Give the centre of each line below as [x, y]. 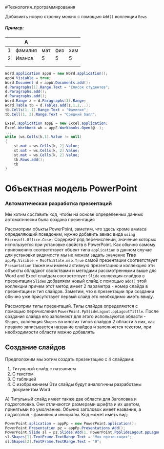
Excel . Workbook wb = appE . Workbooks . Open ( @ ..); [54, 128]
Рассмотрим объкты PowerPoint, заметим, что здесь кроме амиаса [76, 229]
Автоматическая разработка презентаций [59, 203]
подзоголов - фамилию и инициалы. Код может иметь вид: [67, 414]
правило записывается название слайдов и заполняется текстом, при [78, 327]
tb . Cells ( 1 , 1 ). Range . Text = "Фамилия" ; [47, 110]
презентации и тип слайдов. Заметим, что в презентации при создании [80, 291]
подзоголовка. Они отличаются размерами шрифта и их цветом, [73, 404]
